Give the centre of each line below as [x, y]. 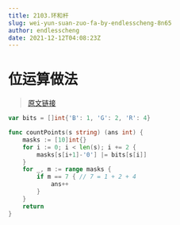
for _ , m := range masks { [67, 169]
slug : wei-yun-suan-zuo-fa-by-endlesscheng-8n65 [90, 23]
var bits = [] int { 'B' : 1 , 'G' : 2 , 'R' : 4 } [79, 118]
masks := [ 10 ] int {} [55, 140]
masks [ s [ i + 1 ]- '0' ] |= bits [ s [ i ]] [92, 155]
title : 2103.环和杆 [38, 16]
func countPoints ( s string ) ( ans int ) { [76, 133]
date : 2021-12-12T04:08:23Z [55, 38]
